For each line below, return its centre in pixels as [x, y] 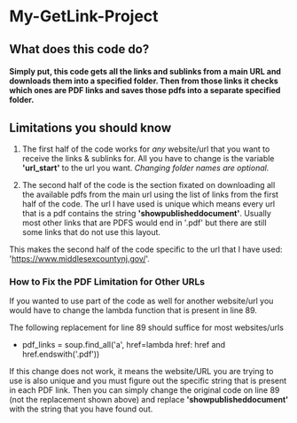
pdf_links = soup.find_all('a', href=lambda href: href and [124, 345]
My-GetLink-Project [84, 16]
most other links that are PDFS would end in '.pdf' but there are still [145, 223]
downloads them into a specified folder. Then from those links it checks [144, 81]
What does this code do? [79, 49]
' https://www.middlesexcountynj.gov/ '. [80, 258]
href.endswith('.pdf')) [61, 354]
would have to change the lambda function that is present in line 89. [133, 310]
